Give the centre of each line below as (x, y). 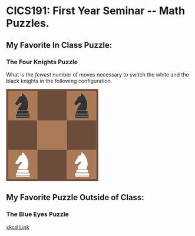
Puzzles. (28, 23)
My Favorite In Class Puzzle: (59, 45)
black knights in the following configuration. (59, 81)
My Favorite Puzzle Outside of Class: (75, 197)
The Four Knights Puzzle (42, 62)
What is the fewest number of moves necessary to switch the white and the (98, 74)
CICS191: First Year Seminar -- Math (96, 11)
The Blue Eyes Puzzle (37, 214)
